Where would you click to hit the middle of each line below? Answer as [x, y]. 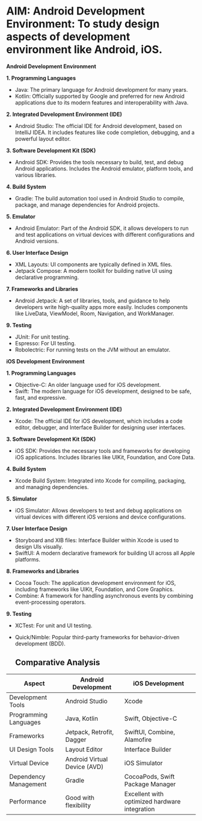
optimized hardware [152, 801]
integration [139, 809]
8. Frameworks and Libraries [43, 571]
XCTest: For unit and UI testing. [54, 625]
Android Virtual [87, 759]
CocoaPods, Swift [149, 776]
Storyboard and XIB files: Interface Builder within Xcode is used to [97, 540]
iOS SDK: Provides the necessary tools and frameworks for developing [103, 450]
